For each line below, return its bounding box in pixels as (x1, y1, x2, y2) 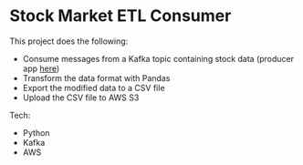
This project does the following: (9, 36, 129, 46)
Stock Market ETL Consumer (9, 5, 232, 26)
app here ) (22, 63, 60, 74)
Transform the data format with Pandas (22, 72, 171, 83)
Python (22, 127, 50, 138)
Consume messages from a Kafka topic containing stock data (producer (22, 53, 295, 64)
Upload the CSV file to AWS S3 (22, 92, 140, 103)
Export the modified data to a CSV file (22, 82, 166, 93)
